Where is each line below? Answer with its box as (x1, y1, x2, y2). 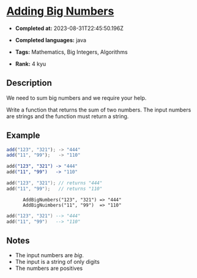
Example (6, 130, 40, 141)
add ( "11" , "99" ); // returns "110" (6, 186, 103, 192)
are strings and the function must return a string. (6, 112, 129, 120)
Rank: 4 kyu (15, 60, 46, 67)
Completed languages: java (15, 36, 87, 43)
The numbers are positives (15, 265, 83, 272)
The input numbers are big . (15, 252, 84, 259)
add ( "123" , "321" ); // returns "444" (6, 180, 103, 186)
